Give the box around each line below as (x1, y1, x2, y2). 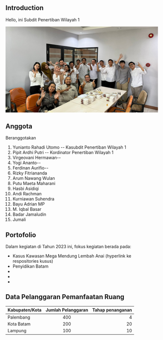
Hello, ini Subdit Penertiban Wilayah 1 (5, 17, 80, 22)
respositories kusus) (12, 258, 54, 264)
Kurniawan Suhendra (12, 196, 55, 202)
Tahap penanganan (92, 307, 133, 313)
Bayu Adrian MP (12, 201, 45, 207)
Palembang (7, 314, 30, 320)
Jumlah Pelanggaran (45, 307, 89, 313)
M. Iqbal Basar (12, 206, 42, 212)
